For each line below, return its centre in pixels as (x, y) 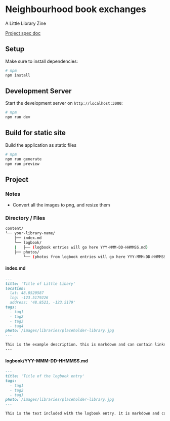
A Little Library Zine (26, 23)
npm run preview (22, 164)
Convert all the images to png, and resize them (61, 205)
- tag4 (17, 326)
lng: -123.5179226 (29, 298)
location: (16, 288)
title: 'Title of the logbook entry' (45, 376)
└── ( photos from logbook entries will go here (74, 257)
